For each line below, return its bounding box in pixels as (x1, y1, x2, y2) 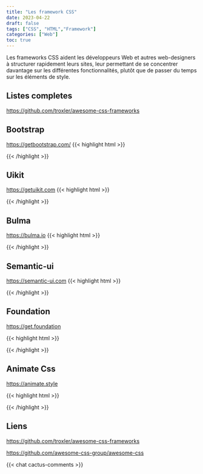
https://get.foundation (6, 323, 61, 330)
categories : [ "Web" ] (6, 32, 59, 38)
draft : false (6, 20, 39, 26)
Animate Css (6, 364, 56, 374)
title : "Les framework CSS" (6, 9, 78, 15)
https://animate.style (6, 380, 58, 387)
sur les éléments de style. (6, 74, 71, 80)
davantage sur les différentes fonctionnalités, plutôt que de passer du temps (6, 67, 197, 74)
